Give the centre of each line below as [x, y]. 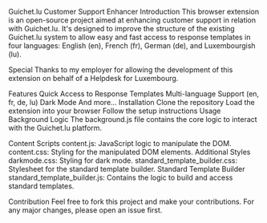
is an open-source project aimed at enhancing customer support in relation [132, 20]
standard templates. [41, 186]
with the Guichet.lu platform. [55, 128]
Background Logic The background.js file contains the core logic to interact [133, 119]
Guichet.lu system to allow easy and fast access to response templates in [129, 37]
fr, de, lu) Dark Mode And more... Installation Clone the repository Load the [131, 102]
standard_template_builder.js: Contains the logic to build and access [121, 177]
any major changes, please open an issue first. [85, 210]
